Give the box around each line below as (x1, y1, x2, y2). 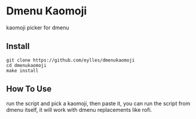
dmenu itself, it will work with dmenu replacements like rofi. (6, 106, 152, 113)
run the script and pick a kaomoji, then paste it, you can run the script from (6, 100, 191, 107)
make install (6, 68, 39, 74)
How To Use (6, 84, 52, 94)
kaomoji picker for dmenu (6, 24, 69, 31)
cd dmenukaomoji (6, 62, 47, 68)
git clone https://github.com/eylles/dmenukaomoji (6, 57, 135, 63)
